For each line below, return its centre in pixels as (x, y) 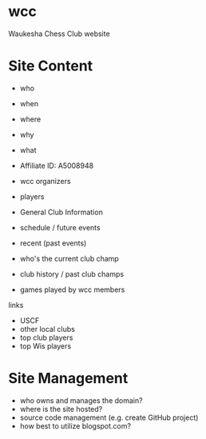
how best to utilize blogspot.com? (75, 425)
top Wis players (46, 345)
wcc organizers (45, 181)
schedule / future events (60, 227)
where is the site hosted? (61, 409)
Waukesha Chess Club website (59, 34)
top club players (46, 337)
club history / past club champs (72, 273)
